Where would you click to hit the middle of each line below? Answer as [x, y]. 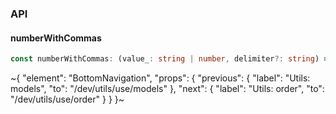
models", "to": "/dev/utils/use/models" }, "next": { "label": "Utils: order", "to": [167, 88]
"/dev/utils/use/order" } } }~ [67, 99]
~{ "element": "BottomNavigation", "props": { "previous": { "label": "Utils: [160, 78]
